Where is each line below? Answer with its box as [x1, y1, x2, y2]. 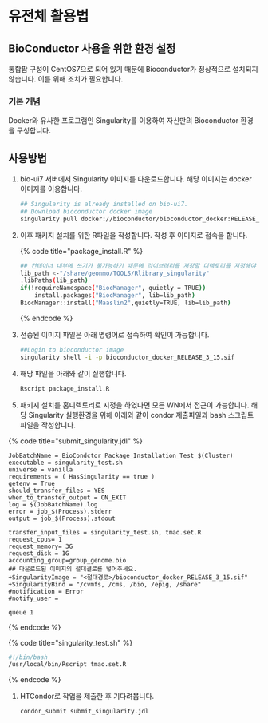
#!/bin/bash [8, 653, 48, 661]
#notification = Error [8, 587, 84, 595]
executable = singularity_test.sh [8, 459, 124, 467]
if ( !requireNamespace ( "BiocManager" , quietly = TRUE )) [19, 284, 207, 292]
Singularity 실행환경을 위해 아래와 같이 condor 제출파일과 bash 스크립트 [28, 410, 254, 419]
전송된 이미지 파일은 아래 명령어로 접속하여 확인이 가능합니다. [19, 329, 210, 340]
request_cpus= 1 [8, 535, 62, 543]
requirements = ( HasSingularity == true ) [8, 472, 156, 480]
